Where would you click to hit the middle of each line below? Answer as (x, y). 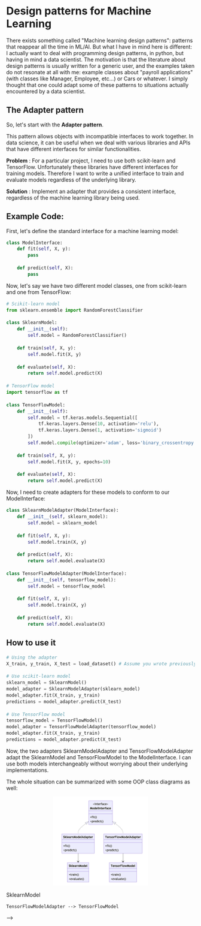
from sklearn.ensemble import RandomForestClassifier (75, 310)
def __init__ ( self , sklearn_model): (63, 517)
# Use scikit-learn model (38, 676)
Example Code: (35, 217)
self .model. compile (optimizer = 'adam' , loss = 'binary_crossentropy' (112, 443)
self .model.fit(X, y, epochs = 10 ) (69, 462)
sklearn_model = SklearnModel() (46, 683)
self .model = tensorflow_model (67, 586)
